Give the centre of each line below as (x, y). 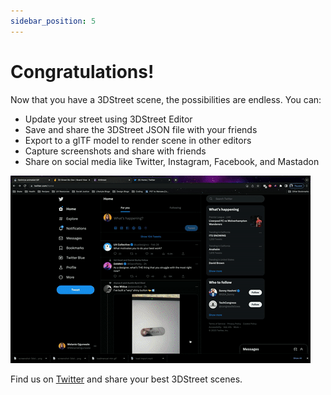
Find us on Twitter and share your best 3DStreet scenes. (126, 379)
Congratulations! (82, 71)
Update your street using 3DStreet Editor (108, 119)
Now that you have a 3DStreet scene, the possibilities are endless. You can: (166, 99)
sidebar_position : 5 (53, 21)
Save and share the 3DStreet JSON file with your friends (141, 129)
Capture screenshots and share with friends (115, 151)
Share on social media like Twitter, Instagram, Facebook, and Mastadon (172, 161)
